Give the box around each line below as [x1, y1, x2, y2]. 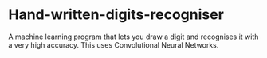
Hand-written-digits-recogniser [8, 6, 225, 24]
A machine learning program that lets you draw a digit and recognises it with [8, 32, 259, 41]
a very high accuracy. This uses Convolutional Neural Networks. [8, 40, 219, 49]
